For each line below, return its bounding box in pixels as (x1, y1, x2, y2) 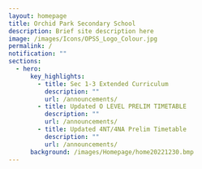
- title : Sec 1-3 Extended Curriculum (37, 80, 169, 88)
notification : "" (8, 50, 67, 58)
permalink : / (8, 42, 53, 50)
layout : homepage (8, 11, 67, 20)
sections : (8, 58, 42, 66)
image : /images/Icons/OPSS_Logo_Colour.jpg (8, 34, 158, 43)
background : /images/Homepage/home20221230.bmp (29, 148, 195, 156)
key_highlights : (29, 72, 85, 80)
